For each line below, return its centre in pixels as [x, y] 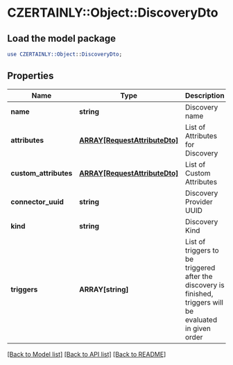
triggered [200, 267]
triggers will [204, 302]
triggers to [202, 250]
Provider [199, 201]
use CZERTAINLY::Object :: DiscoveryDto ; [65, 54]
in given [198, 328]
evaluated [201, 319]
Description [205, 95]
